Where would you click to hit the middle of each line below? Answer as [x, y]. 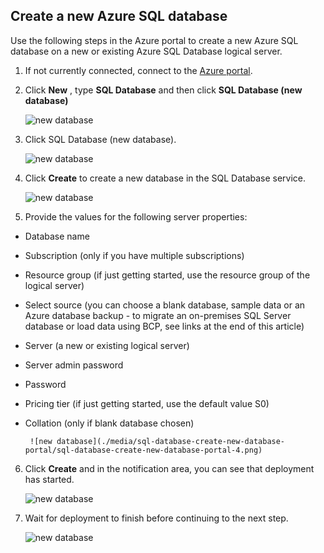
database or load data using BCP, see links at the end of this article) [164, 326]
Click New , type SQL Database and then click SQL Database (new [163, 90]
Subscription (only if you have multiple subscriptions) [134, 255]
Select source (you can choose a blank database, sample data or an [165, 305]
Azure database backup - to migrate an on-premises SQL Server [158, 315]
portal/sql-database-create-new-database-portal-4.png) [143, 450]
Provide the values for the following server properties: [136, 216]
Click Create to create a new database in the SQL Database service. [165, 178]
